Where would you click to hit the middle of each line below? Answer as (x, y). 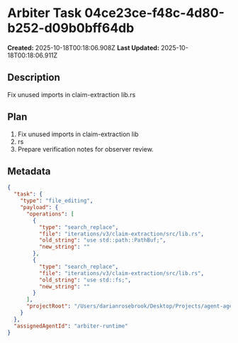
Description (34, 78)
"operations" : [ (50, 214)
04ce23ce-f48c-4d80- (154, 13)
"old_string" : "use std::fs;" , (85, 280)
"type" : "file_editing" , (57, 201)
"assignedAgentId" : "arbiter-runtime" (71, 326)
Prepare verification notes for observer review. (85, 149)
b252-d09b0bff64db (71, 28)
